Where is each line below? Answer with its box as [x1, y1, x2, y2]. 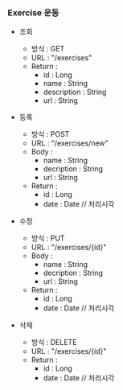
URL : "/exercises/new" [31, 138, 109, 148]
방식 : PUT [31, 233, 65, 243]
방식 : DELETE [31, 338, 77, 347]
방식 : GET [31, 44, 65, 54]
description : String [43, 87, 107, 97]
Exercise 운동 [7, 6, 59, 18]
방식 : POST [31, 129, 70, 139]
